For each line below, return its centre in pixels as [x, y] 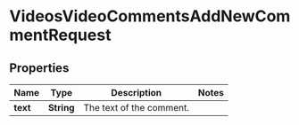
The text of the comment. [137, 108]
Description [137, 93]
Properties [39, 68]
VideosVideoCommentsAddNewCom [150, 16]
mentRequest [60, 35]
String [61, 108]
